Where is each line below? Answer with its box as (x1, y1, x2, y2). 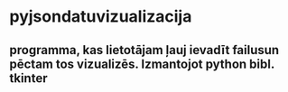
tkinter (9, 70, 48, 86)
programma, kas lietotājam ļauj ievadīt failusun (9, 42, 280, 58)
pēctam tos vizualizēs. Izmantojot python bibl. (9, 56, 275, 71)
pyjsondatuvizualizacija (9, 6, 192, 27)
